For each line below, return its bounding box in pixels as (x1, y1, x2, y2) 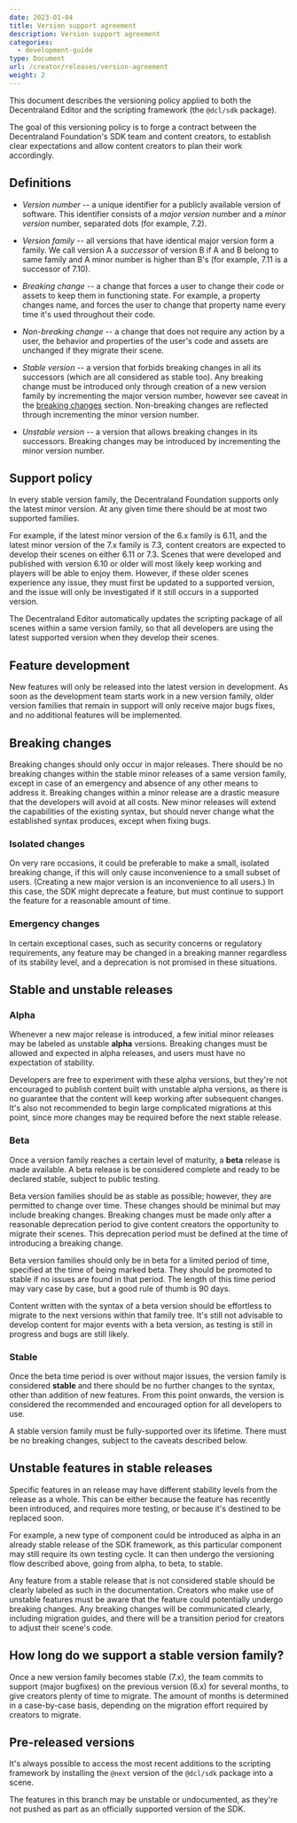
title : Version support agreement (9, 21, 137, 30)
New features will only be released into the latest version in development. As (9, 682, 289, 692)
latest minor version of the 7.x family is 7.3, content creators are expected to (9, 540, 286, 551)
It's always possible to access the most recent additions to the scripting (9, 1758, 271, 1769)
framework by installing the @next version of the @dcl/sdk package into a (9, 1768, 273, 1779)
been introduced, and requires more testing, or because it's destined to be (9, 1503, 281, 1514)
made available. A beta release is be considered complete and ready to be (9, 1163, 281, 1175)
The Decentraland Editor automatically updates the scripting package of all (9, 614, 283, 624)
